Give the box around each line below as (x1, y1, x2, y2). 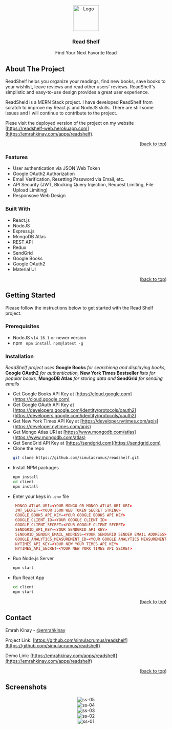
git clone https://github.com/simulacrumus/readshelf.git (12, 455, 139, 461)
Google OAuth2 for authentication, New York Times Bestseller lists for (5, 370, 156, 376)
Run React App (12, 574, 45, 581)
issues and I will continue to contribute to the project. (5, 110, 118, 116)
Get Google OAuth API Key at (12, 401, 74, 408)
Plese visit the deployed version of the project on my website (5, 120, 134, 126)
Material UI (12, 266, 36, 272)
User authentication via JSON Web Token (12, 165, 101, 171)
